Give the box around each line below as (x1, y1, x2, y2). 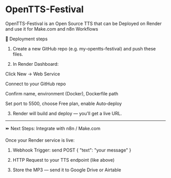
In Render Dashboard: (12, 61, 59, 67)
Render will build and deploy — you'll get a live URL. (12, 110, 122, 116)
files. (12, 51, 23, 57)
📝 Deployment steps (5, 36, 48, 42)
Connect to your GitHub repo (5, 81, 66, 87)
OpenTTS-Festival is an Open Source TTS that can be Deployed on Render (5, 20, 162, 27)
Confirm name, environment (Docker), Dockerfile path (5, 90, 119, 96)
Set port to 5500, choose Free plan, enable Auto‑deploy (5, 100, 122, 107)
